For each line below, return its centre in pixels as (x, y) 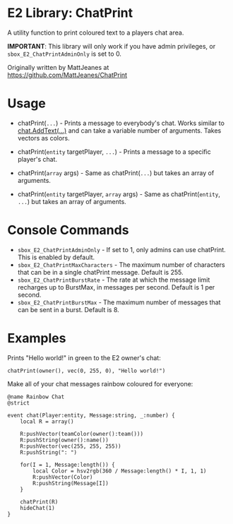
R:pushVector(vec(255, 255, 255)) (71, 446)
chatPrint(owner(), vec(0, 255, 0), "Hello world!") (86, 371)
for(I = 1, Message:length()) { (67, 465)
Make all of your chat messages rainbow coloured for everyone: (100, 383)
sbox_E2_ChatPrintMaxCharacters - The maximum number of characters (121, 264)
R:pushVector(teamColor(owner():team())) (82, 434)
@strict (19, 403)
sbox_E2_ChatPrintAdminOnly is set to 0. (65, 54)
